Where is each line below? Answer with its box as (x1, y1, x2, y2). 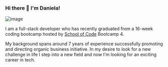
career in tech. (5, 57, 36, 63)
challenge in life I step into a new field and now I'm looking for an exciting (5, 51, 157, 57)
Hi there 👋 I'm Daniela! (5, 5, 61, 12)
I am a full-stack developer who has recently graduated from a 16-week (5, 26, 153, 32)
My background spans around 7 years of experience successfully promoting (5, 41, 163, 47)
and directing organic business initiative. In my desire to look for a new (5, 46, 151, 52)
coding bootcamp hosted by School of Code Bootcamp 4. (5, 31, 124, 37)
